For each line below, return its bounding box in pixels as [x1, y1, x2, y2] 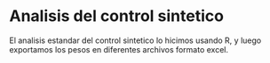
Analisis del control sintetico [9, 6, 225, 26]
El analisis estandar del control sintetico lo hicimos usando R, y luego [9, 35, 262, 45]
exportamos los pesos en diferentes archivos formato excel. [9, 44, 229, 54]
